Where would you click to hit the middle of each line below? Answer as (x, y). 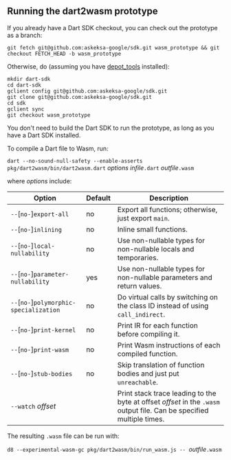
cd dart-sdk (24, 85)
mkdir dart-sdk (29, 79)
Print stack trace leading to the (167, 393)
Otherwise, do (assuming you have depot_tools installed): (88, 66)
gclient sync (26, 109)
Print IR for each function (157, 325)
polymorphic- (55, 302)
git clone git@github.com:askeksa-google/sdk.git (80, 97)
